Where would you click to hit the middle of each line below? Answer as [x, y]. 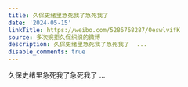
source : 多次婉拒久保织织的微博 [54, 37]
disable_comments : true [47, 52]
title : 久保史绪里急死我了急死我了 [58, 15]
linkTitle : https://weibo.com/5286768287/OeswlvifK [94, 30]
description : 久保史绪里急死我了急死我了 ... [78, 45]
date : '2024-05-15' [40, 23]
